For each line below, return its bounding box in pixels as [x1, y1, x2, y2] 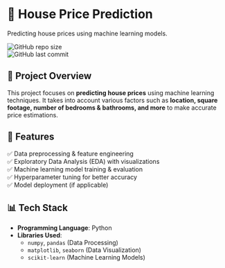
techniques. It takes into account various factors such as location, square [7, 96, 218, 104]
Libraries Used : [17, 231, 62, 240]
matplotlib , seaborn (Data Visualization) [27, 246, 142, 254]
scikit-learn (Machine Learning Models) [27, 253, 145, 262]
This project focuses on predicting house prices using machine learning [7, 88, 215, 97]
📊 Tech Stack [7, 201, 68, 214]
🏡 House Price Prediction [7, 6, 154, 22]
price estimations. [7, 110, 59, 119]
